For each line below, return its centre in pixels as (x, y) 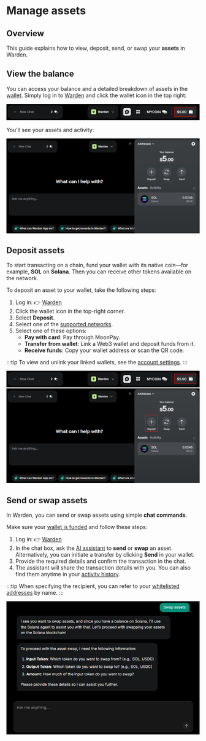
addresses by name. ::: (35, 593)
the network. (22, 278)
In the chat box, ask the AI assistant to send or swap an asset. (94, 548)
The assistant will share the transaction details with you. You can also (103, 568)
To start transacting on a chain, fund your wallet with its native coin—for (97, 265)
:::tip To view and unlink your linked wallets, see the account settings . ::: (97, 363)
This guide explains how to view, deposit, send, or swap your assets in (96, 48)
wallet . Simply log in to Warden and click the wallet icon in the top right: (97, 95)
